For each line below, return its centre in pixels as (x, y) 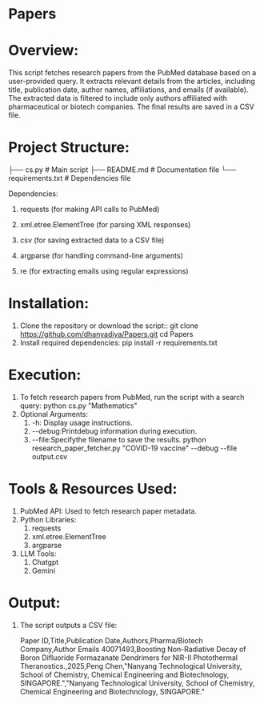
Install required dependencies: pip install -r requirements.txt (118, 342)
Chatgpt (45, 562)
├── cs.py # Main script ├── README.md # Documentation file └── (122, 170)
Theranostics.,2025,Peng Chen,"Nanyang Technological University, (131, 666)
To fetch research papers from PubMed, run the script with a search (132, 397)
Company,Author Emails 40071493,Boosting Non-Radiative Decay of (133, 649)
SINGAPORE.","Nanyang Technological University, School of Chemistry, (137, 683)
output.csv (50, 456)
